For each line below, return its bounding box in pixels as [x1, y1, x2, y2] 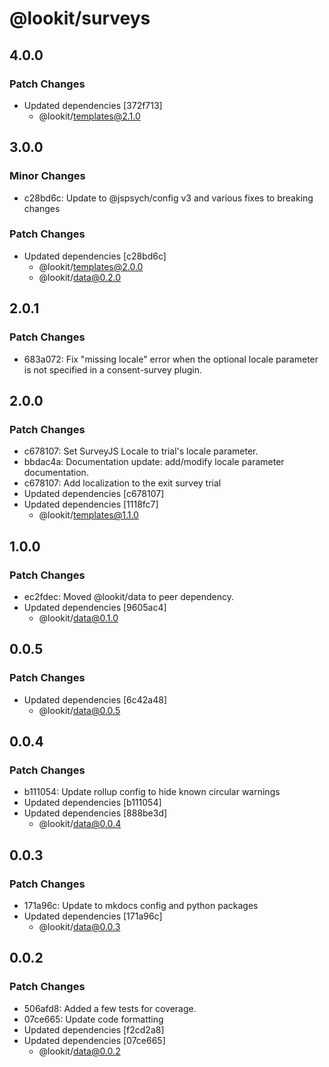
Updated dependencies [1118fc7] [23, 498, 159, 511]
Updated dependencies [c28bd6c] [23, 250, 167, 262]
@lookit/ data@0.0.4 [38, 818, 122, 830]
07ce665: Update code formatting [23, 1013, 164, 1025]
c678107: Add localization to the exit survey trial [23, 477, 222, 489]
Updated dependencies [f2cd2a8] [23, 1023, 165, 1036]
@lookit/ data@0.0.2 [38, 1045, 121, 1057]
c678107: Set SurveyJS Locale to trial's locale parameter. [23, 445, 259, 457]
